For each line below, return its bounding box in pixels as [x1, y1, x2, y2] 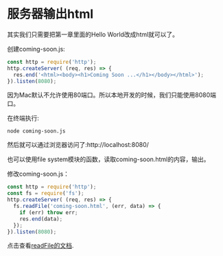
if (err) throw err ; [19, 209, 78, 216]
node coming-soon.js [7, 128, 67, 135]
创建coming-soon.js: [7, 45, 65, 53]
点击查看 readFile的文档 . [7, 242, 74, 250]
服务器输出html [7, 6, 94, 22]
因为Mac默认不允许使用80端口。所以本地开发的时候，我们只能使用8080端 [7, 91, 216, 100]
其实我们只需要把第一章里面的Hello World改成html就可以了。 [7, 30, 179, 38]
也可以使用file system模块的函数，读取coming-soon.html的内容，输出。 [7, 155, 210, 163]
